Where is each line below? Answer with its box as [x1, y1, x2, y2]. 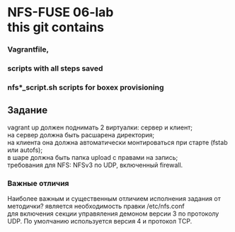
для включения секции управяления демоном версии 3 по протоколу [7, 209, 219, 218]
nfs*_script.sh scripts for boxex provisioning [7, 82, 164, 92]
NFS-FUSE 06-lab [7, 4, 114, 21]
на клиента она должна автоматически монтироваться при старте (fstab [7, 138, 228, 146]
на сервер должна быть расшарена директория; [7, 130, 155, 139]
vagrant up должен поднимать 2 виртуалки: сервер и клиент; [7, 123, 193, 132]
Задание [7, 104, 48, 117]
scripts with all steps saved [7, 64, 103, 74]
